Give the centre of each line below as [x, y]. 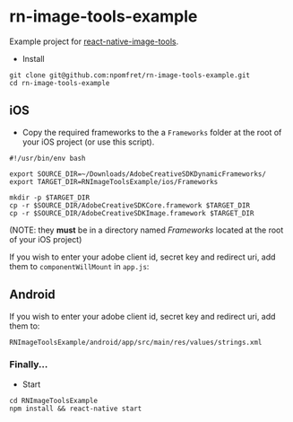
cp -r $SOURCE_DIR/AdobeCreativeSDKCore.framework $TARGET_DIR [130, 205]
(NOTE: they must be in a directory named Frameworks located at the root [146, 230]
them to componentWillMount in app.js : [79, 266]
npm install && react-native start [76, 409]
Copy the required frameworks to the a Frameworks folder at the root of [152, 132]
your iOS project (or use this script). [88, 142]
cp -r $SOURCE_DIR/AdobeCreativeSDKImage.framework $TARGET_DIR [132, 213]
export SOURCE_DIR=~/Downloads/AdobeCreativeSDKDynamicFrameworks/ [138, 174]
